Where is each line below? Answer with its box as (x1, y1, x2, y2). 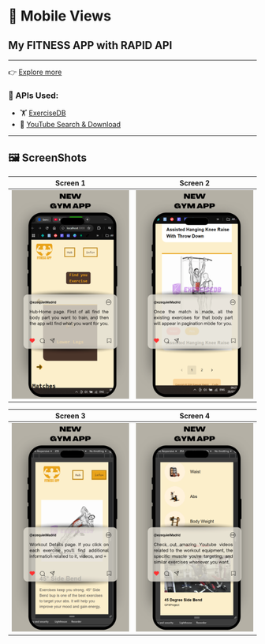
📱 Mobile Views (8, 7, 112, 25)
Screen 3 (54, 410, 86, 421)
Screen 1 (54, 178, 86, 188)
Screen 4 (179, 410, 211, 421)
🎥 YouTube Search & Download (19, 120, 121, 129)
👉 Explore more (8, 67, 62, 77)
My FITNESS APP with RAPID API (8, 39, 173, 52)
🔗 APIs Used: (8, 90, 59, 101)
